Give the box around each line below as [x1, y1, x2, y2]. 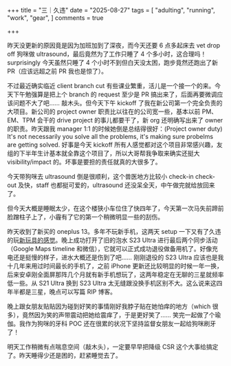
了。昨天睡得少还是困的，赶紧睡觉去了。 [7, 352, 122, 359]
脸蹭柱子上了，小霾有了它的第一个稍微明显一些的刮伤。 [7, 213, 164, 221]
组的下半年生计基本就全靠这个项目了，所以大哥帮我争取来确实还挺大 [7, 149, 200, 157]
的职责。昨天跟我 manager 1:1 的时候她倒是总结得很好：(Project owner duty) [7, 125, 223, 133]
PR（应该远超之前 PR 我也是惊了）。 [7, 67, 108, 75]
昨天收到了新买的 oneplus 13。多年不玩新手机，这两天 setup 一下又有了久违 [7, 228, 221, 235]
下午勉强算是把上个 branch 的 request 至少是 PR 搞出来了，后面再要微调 [12, 90, 218, 98]
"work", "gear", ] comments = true [7, 14, 104, 22]
